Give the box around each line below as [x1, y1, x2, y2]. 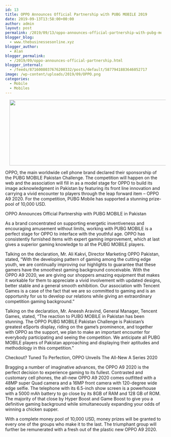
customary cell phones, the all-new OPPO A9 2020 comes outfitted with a [5, 375, 156, 380]
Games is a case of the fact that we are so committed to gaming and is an [5, 288, 156, 294]
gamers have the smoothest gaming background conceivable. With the [5, 266, 150, 273]
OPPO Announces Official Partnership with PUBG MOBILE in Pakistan [5, 210, 147, 216]
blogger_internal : [5, 62, 43, 67]
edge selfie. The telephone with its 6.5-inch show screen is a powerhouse [5, 385, 156, 391]
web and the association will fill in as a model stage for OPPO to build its [5, 180, 153, 186]
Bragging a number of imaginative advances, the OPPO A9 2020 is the [5, 364, 149, 370]
